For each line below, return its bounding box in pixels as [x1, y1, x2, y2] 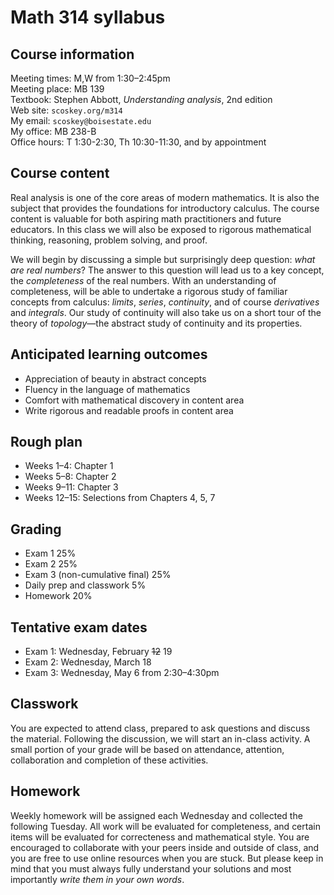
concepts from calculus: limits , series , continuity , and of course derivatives [10, 296, 320, 308]
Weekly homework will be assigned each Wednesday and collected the [10, 809, 303, 821]
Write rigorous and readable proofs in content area [24, 404, 234, 416]
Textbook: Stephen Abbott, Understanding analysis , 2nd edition [10, 94, 273, 105]
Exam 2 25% [24, 558, 78, 570]
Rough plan [10, 434, 83, 451]
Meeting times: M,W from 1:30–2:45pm [10, 72, 171, 84]
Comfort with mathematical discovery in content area [24, 394, 245, 406]
